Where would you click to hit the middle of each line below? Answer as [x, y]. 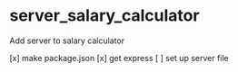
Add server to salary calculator [67, 40]
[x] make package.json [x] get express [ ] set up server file [119, 58]
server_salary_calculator [104, 16]
